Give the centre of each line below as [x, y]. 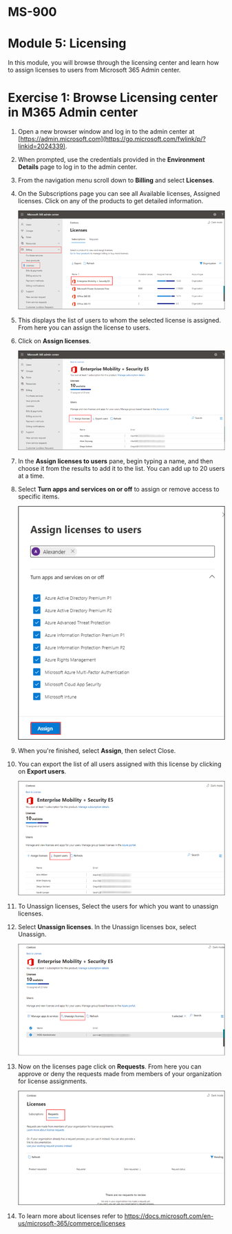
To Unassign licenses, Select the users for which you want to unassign [118, 906]
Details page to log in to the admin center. [77, 167]
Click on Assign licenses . [54, 341]
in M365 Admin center [73, 113]
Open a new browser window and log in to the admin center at [106, 132]
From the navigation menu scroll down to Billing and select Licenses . [116, 181]
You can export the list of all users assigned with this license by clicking [119, 764]
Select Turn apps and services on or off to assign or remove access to [118, 489]
